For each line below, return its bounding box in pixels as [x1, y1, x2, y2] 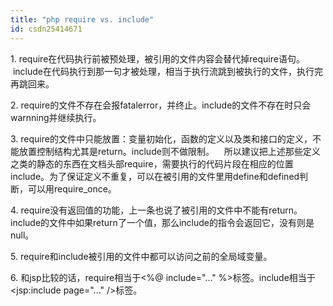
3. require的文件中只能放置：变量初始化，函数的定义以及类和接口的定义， [10, 132, 313, 145]
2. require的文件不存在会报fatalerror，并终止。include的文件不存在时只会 [10, 99, 312, 111]
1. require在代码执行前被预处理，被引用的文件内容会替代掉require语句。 [10, 52, 305, 65]
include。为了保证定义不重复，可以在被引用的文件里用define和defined [10, 170, 300, 182]
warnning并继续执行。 [10, 111, 102, 123]
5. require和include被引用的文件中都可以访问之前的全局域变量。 [10, 250, 273, 262]
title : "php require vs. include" [10, 14, 155, 25]
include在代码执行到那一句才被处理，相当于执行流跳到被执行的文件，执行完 [12, 65, 323, 77]
